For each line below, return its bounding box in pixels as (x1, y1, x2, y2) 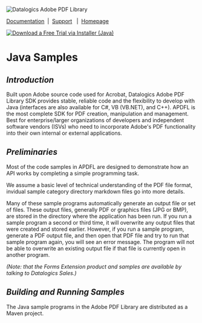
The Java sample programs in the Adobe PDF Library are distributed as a (6, 303, 188, 310)
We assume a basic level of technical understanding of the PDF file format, (6, 181, 192, 188)
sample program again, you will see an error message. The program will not (6, 238, 195, 245)
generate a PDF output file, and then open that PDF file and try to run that (6, 231, 189, 239)
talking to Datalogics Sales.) (6, 269, 77, 276)
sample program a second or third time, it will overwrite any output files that (6, 219, 195, 226)
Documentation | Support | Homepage (6, 18, 109, 24)
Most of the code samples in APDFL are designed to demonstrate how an (6, 163, 189, 170)
